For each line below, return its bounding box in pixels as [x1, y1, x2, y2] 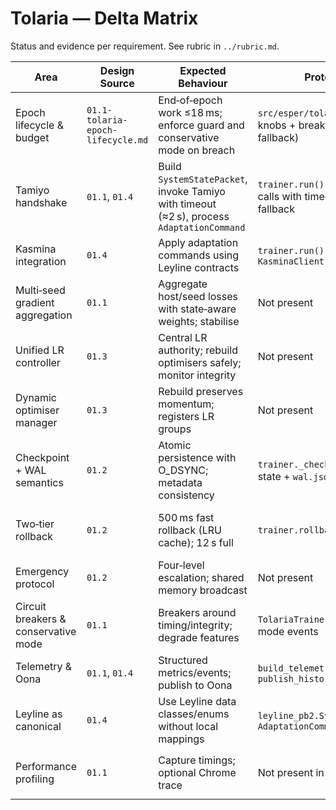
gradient [15, 295, 55, 309]
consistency [158, 488, 215, 502]
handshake [15, 195, 68, 209]
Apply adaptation [158, 235, 239, 249]
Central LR [158, 330, 208, 344]
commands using [158, 248, 239, 262]
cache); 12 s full [158, 535, 234, 549]
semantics [15, 475, 64, 489]
